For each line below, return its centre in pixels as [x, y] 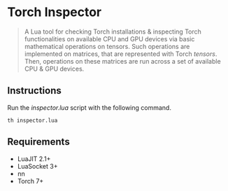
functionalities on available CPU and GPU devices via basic [109, 38]
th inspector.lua [33, 120]
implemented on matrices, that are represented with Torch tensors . [121, 54]
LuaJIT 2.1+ [34, 159]
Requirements [38, 142]
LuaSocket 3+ [37, 166]
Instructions [34, 91]
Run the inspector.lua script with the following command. [89, 107]
